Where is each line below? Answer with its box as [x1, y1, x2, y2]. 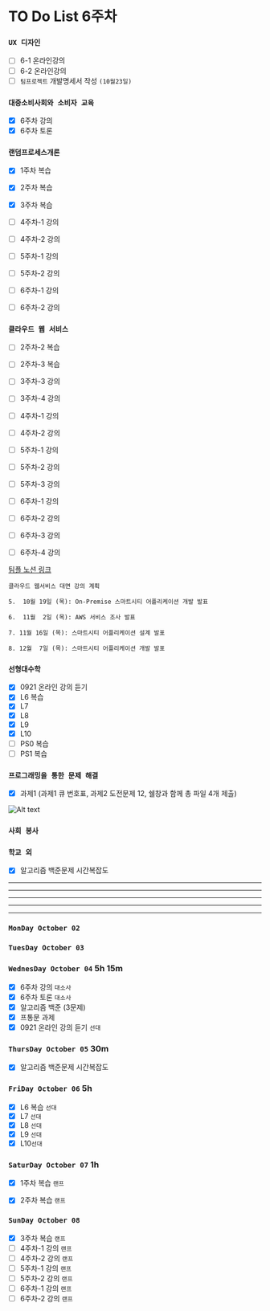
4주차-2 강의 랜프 [19, 1253, 74, 1263]
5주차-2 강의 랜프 [19, 1273, 73, 1283]
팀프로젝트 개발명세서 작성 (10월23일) [19, 76, 133, 85]
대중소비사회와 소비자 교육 [8, 98, 95, 107]
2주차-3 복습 [19, 359, 60, 370]
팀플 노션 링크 [8, 565, 52, 574]
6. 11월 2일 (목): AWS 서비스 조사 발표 [8, 614, 136, 622]
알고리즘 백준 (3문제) [19, 1002, 86, 1012]
